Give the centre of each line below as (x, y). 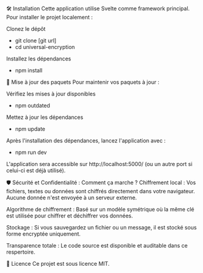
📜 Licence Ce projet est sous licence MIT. (58, 264)
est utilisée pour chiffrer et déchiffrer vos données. (69, 216)
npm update (30, 129)
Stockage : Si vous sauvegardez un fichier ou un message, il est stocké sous (101, 227)
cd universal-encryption (45, 47)
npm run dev (31, 152)
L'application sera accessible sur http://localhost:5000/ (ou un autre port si (99, 164)
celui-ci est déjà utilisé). (36, 170)
